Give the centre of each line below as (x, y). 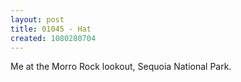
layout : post (37, 19)
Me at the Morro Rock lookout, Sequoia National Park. (121, 67)
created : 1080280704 (53, 38)
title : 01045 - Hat (51, 29)
